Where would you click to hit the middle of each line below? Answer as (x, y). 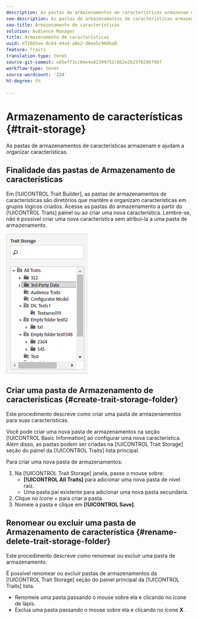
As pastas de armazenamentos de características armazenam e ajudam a (95, 146)
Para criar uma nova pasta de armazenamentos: (64, 462)
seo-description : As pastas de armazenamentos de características (89, 19)
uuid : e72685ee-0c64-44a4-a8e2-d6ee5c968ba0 (62, 44)
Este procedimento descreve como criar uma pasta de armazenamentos (94, 414)
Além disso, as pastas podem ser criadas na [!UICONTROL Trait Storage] (95, 444)
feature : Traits (26, 50)
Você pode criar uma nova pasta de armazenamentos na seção (83, 431)
